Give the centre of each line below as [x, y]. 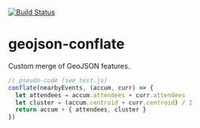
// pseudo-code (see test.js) [58, 80]
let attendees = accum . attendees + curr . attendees [100, 95]
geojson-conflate [66, 44]
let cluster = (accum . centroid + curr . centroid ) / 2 [104, 103]
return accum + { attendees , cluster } [81, 110]
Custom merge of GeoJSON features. [69, 66]
